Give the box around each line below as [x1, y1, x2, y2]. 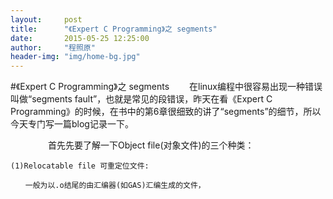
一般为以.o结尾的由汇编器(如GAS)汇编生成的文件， [24, 181, 206, 191]
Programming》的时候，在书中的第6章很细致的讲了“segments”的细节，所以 [10, 106, 322, 118]
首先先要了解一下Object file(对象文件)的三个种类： [47, 139, 255, 151]
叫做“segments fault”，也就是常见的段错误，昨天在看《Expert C [10, 93, 273, 105]
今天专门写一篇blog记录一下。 [10, 118, 134, 130]
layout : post [10, 14, 83, 25]
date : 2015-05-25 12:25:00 [10, 33, 150, 43]
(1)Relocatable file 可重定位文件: [10, 161, 150, 171]
